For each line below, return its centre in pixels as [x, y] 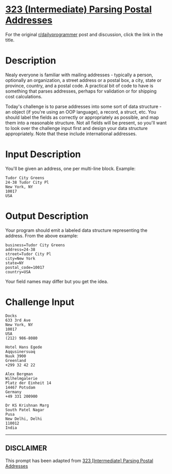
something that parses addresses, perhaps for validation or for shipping [81, 91]
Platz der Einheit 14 [28, 383]
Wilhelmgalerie [21, 378]
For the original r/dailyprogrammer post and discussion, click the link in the [84, 34]
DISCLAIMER [26, 448]
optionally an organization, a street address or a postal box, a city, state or [83, 80]
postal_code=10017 [25, 267]
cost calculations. [24, 96]
